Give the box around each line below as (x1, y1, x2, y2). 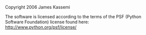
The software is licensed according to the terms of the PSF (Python (5, 14, 142, 19)
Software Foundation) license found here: (5, 19, 89, 25)
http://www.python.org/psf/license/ (5, 24, 77, 30)
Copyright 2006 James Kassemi (5, 4, 70, 10)
